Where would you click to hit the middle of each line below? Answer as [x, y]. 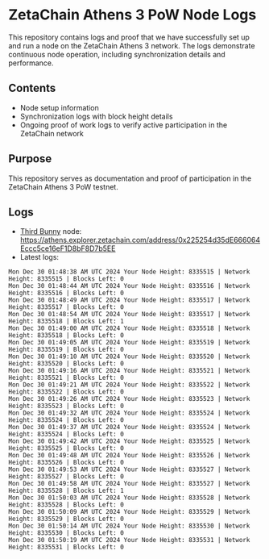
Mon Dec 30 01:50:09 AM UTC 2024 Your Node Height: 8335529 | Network [129, 512]
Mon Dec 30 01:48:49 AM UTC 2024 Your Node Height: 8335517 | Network [129, 300]
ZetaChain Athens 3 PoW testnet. [63, 186]
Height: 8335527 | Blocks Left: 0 [66, 477]
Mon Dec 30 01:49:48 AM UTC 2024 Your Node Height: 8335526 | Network [129, 456]
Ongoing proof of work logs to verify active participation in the [124, 125]
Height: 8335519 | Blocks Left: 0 [66, 350]
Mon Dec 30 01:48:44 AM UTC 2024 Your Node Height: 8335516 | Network [129, 286]
